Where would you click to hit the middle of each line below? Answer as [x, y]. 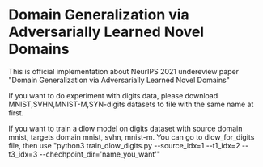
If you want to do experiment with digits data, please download [113, 95]
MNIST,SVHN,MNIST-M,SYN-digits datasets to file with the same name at [131, 104]
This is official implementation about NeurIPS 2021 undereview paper [124, 71]
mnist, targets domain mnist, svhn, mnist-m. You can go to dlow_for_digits [131, 137]
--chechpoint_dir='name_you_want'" [100, 154]
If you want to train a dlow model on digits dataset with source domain [125, 128]
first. [16, 113]
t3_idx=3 [23, 154]
